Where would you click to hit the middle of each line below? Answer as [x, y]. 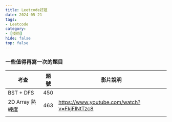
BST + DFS [21, 93]
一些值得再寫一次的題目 [34, 62]
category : [16, 29]
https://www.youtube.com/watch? [99, 102]
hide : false [18, 39]
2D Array [19, 102]
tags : [11, 19]
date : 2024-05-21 [24, 15]
